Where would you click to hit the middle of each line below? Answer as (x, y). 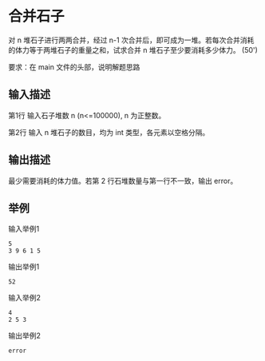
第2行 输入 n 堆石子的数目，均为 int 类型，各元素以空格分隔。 (109, 132)
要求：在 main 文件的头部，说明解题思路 (74, 67)
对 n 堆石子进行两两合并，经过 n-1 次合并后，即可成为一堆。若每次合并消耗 (131, 40)
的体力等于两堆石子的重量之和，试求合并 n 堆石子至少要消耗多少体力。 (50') (133, 50)
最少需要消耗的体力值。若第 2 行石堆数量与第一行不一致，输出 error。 (123, 180)
